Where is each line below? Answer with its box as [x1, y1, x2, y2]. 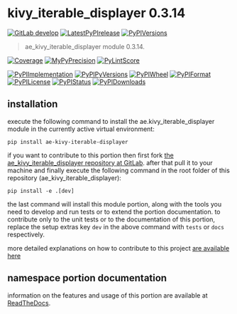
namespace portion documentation [7, 272, 167, 284]
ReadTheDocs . [7, 298, 51, 307]
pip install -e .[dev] [7, 187, 75, 194]
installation [7, 98, 58, 110]
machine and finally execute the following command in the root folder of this [7, 166, 231, 174]
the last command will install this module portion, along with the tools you [7, 199, 222, 208]
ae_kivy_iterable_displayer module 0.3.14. [24, 42, 145, 51]
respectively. [7, 230, 45, 239]
